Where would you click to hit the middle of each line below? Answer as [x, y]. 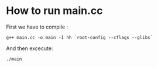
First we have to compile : [37, 27]
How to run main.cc [54, 11]
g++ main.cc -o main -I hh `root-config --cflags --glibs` [80, 37]
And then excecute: [30, 48]
